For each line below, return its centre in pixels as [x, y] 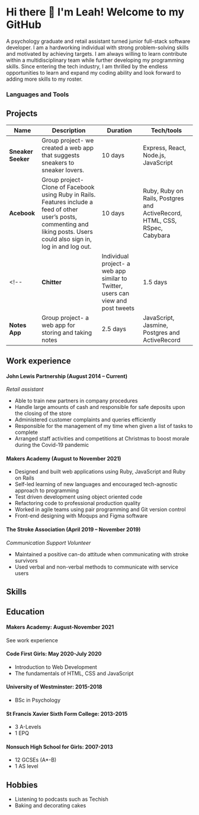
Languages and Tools [38, 94]
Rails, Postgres [164, 198]
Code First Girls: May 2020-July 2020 [54, 654]
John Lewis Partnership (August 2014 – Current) [67, 376]
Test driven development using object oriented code [78, 497]
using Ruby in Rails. [68, 194]
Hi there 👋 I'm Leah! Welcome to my [95, 12]
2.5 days [114, 329]
